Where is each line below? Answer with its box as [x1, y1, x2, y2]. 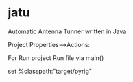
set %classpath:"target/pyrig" [8, 67, 92, 75]
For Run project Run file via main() [8, 53, 104, 62]
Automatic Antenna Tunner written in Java [8, 27, 127, 36]
